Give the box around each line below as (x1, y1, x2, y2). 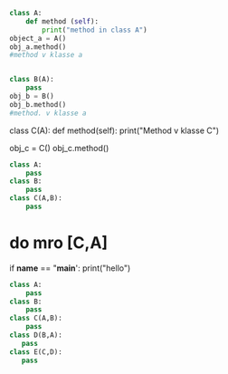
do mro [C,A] (9, 233, 109, 254)
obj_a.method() (9, 42, 67, 52)
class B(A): (9, 75, 54, 84)
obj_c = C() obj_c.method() (9, 142, 109, 153)
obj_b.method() (9, 100, 67, 109)
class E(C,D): (9, 347, 63, 357)
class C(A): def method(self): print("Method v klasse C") (9, 125, 220, 136)
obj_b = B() (9, 91, 54, 101)
